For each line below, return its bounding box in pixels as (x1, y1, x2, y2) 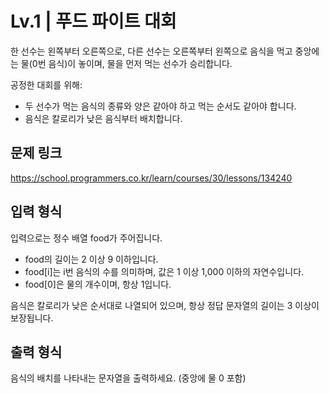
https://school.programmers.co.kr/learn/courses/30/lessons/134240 (10, 172, 293, 184)
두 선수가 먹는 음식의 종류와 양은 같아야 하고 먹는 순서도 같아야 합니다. (24, 100, 297, 112)
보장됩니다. (10, 312, 54, 324)
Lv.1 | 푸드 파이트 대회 (10, 10, 177, 33)
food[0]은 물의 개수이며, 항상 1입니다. (24, 278, 172, 290)
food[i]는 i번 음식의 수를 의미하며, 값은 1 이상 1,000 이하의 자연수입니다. (24, 265, 305, 277)
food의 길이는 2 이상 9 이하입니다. (24, 253, 159, 265)
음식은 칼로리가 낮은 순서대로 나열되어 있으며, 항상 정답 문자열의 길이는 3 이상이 (10, 299, 320, 311)
